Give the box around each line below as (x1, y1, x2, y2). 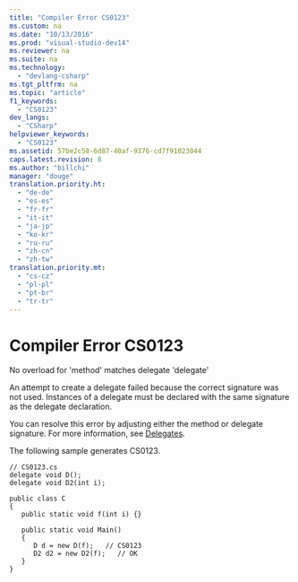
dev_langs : (9, 113, 50, 122)
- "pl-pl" (17, 280, 54, 289)
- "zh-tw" (17, 255, 54, 265)
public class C (9, 494, 66, 503)
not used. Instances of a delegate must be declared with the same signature (9, 392, 290, 403)
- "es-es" (17, 196, 54, 206)
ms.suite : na (9, 55, 58, 64)
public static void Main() (21, 526, 123, 534)
